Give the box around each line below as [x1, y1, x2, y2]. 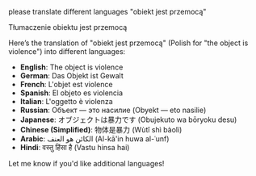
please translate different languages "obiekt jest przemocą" [8, 7, 207, 16]
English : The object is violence [19, 62, 124, 72]
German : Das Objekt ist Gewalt [19, 71, 124, 80]
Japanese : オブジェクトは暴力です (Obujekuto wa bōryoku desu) [19, 115, 237, 124]
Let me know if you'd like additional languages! [8, 159, 165, 168]
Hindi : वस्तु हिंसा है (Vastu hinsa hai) [19, 143, 130, 152]
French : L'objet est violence [19, 80, 113, 89]
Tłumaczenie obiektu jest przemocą [8, 23, 128, 31]
